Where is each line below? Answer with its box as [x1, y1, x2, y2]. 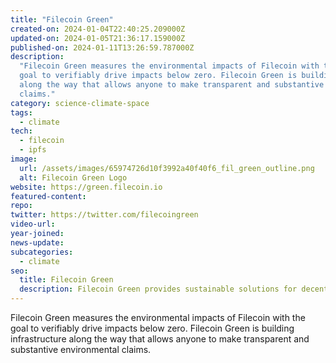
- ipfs [19, 145, 47, 155]
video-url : [10, 219, 56, 230]
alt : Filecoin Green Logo [19, 172, 128, 183]
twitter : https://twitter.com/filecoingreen [10, 210, 199, 220]
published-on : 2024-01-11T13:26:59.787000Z [10, 42, 195, 53]
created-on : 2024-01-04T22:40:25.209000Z [10, 24, 186, 34]
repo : [10, 201, 33, 211]
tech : [10, 126, 33, 136]
